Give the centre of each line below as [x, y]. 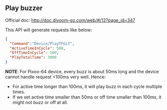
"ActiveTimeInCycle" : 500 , [38, 48]
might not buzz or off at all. [40, 103]
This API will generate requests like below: [49, 30]
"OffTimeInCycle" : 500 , [34, 53]
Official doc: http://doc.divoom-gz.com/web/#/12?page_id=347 [70, 20]
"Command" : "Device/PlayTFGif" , [42, 44]
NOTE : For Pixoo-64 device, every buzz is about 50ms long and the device [82, 72]
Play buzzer [24, 8]
